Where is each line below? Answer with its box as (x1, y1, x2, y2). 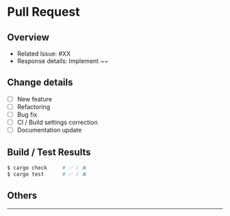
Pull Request (7, 4, 80, 20)
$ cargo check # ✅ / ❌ (7, 164, 86, 171)
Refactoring (16, 102, 51, 110)
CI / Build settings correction (16, 118, 98, 126)
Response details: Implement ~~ (16, 57, 109, 65)
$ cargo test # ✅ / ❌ (7, 171, 86, 178)
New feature (16, 95, 53, 103)
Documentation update (16, 126, 82, 134)
